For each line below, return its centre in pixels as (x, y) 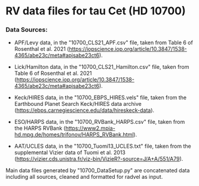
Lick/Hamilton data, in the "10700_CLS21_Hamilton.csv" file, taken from (102, 67)
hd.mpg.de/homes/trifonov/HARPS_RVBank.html (74, 135)
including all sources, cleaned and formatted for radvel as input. (84, 177)
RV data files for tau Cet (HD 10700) (96, 11)
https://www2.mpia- (91, 128)
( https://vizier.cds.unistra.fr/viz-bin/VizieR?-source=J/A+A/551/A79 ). (99, 159)
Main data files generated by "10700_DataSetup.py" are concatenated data (98, 170)
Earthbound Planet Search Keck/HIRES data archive (78, 104)
